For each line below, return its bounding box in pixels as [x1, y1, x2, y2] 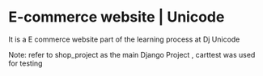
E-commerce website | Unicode [8, 8, 225, 26]
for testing [8, 58, 43, 68]
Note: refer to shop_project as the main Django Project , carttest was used [8, 50, 256, 59]
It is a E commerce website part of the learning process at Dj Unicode [8, 34, 240, 44]
